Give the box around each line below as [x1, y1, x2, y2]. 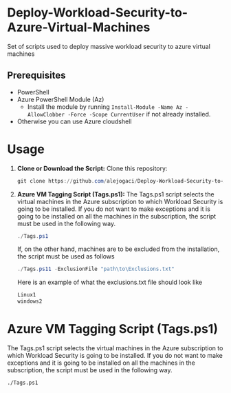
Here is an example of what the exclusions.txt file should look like [16, 278, 203, 287]
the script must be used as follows [16, 252, 115, 261]
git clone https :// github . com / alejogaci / [16, 177, 138, 184]
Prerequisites [7, 70, 66, 81]
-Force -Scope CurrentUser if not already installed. [67, 110, 211, 118]
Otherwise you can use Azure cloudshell [16, 117, 132, 125]
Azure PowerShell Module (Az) [16, 95, 104, 103]
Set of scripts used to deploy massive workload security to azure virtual [7, 42, 211, 50]
